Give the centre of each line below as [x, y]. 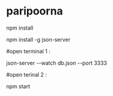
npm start [18, 86]
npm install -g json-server [38, 39]
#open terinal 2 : [26, 74]
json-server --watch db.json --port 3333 [56, 63]
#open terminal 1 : [29, 51]
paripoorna [35, 11]
